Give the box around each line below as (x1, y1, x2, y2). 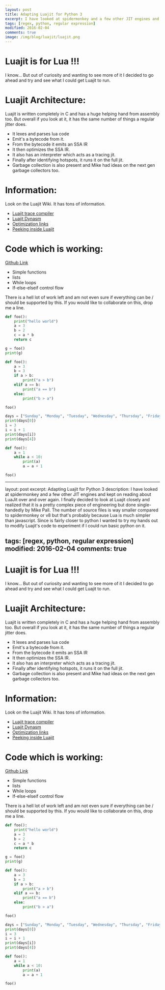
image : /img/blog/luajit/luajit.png (5, 35, 80, 40)
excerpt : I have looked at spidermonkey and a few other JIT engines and (5, 16, 160, 21)
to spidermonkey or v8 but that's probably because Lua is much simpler (5, 512, 151, 518)
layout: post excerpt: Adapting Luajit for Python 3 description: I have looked (5, 486, 158, 492)
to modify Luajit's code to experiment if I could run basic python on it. (5, 522, 146, 529)
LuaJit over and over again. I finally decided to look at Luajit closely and (5, 496, 150, 502)
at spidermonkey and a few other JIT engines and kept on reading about (5, 491, 151, 497)
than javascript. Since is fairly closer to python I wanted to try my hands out (5, 517, 158, 523)
